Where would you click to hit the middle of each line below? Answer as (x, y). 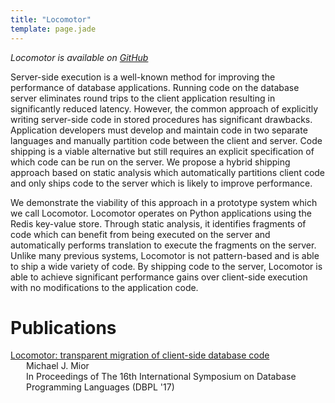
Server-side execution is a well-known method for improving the (143, 77)
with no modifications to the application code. (104, 287)
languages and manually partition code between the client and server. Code (166, 140)
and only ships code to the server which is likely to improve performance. (161, 183)
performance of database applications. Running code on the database (155, 87)
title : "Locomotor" (51, 19)
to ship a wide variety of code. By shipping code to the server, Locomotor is (166, 266)
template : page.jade (53, 29)
